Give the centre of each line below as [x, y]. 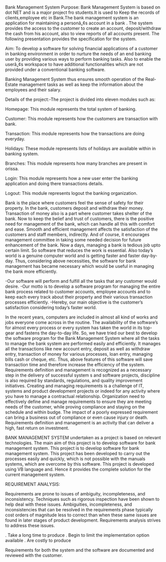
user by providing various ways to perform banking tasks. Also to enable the [83, 59]
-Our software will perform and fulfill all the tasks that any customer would [81, 281]
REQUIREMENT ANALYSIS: [33, 484]
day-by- [149, 256]
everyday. [15, 139]
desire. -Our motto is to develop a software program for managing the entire [83, 286]
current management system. [35, 475]
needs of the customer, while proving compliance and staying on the [75, 407]
